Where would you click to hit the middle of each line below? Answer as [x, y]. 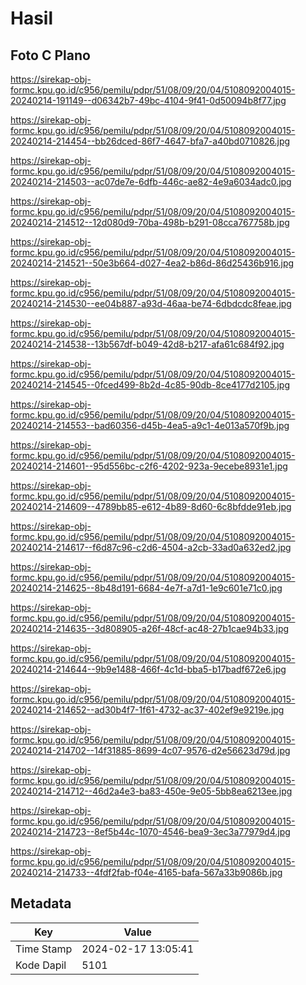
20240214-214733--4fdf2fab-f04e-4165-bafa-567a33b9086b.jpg [146, 872]
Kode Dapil [41, 965]
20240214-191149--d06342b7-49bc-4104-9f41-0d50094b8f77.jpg [148, 100]
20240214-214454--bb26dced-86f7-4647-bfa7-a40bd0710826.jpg [150, 141]
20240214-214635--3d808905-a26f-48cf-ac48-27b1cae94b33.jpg [150, 628]
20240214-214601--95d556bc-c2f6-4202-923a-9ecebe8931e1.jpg [149, 466]
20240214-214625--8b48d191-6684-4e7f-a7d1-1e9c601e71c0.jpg [146, 588]
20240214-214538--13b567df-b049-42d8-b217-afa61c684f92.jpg [147, 344]
